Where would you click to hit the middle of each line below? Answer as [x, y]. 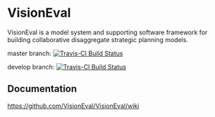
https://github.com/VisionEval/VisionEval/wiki [73, 106]
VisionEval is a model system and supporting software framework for [107, 32]
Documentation [42, 89]
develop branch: [31, 67]
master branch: [29, 53]
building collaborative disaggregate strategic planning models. [98, 39]
